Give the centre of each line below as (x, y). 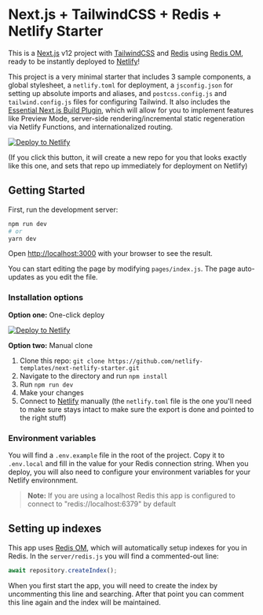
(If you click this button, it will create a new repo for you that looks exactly (128, 157)
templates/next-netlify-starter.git (79, 368)
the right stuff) (43, 417)
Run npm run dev (46, 384)
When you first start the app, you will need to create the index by (113, 585)
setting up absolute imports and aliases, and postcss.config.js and (118, 93)
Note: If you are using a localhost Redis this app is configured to (131, 495)
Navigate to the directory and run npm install (93, 376)
